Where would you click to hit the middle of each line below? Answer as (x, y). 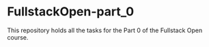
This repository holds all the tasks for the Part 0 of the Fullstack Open (105, 30)
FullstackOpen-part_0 (71, 12)
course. (18, 37)
